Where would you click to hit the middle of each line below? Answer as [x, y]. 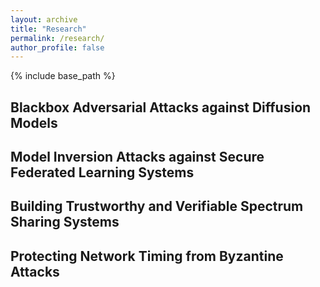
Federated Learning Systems [102, 172]
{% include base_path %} [63, 76]
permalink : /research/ [57, 38]
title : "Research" [48, 29]
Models [34, 122]
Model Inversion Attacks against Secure [137, 157]
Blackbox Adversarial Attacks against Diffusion [161, 107]
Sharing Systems [65, 222]
